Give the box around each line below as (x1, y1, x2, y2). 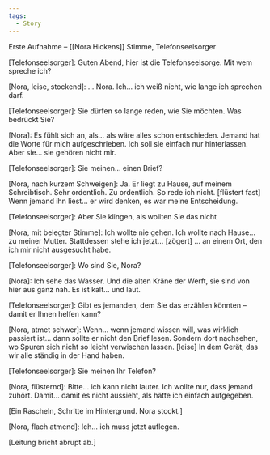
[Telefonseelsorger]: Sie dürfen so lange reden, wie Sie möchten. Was (8, 106, 242, 116)
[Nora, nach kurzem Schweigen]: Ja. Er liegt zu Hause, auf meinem (8, 179, 233, 189)
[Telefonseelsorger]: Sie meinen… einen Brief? (8, 163, 163, 172)
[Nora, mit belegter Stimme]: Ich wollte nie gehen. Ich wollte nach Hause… (8, 227, 256, 237)
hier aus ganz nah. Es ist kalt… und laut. (8, 284, 141, 294)
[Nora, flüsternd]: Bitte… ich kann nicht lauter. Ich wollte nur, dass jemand (8, 381, 253, 391)
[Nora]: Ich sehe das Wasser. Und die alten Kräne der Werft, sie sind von (8, 276, 251, 286)
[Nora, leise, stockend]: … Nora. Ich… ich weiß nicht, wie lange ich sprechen (8, 82, 263, 91)
